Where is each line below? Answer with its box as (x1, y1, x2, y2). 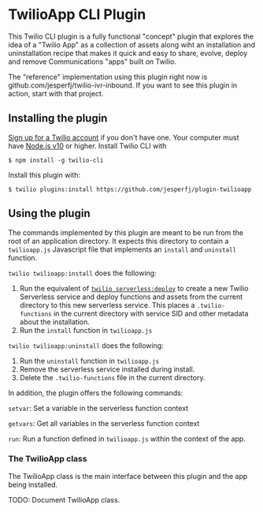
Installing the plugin (8, 112, 108, 125)
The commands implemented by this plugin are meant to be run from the (8, 227, 244, 237)
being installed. (8, 480, 58, 489)
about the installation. (19, 317, 91, 327)
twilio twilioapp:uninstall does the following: (8, 341, 164, 350)
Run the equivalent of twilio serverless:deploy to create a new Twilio (19, 283, 249, 293)
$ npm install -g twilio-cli (8, 156, 104, 164)
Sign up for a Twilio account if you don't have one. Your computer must (8, 133, 239, 142)
